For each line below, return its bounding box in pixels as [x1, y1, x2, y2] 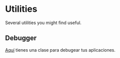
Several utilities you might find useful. [5, 20, 81, 26]
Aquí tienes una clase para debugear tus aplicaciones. [5, 47, 116, 53]
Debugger [5, 34, 37, 42]
